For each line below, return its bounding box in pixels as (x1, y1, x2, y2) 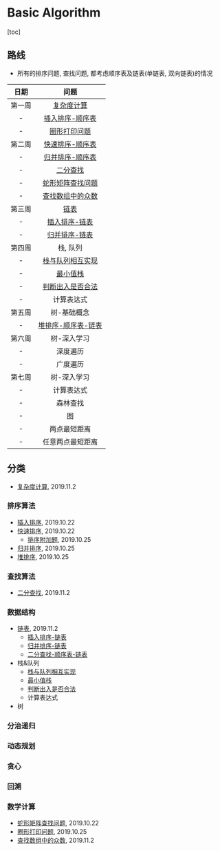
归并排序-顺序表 (43, 152, 97, 162)
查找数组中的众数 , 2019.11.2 (16, 837, 94, 845)
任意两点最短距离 (42, 437, 98, 447)
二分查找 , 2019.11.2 (16, 589, 70, 597)
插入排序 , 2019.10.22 (16, 518, 76, 526)
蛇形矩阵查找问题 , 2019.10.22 (16, 819, 100, 828)
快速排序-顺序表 (43, 139, 97, 149)
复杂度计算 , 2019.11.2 (16, 482, 76, 491)
